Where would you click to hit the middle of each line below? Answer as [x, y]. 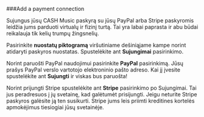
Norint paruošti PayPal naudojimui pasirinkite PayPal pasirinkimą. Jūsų [95, 63]
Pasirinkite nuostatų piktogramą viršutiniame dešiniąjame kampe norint [96, 45]
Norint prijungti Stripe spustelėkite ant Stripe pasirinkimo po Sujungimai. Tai [101, 88]
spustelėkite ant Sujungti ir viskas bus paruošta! [67, 76]
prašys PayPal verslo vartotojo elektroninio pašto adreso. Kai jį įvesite [93, 70]
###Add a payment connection [45, 9]
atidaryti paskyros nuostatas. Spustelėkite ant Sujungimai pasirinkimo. [95, 52]
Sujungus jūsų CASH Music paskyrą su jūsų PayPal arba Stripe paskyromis [100, 20]
